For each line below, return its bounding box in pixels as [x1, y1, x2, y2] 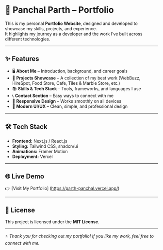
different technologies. [5, 36, 50, 42]
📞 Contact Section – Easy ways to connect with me [12, 93, 114, 98]
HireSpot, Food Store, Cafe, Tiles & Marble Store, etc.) [12, 80, 120, 86]
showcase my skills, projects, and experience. [5, 25, 97, 31]
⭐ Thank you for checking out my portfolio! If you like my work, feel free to [5, 233, 154, 239]
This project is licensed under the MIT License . [5, 219, 99, 225]
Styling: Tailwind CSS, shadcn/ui [12, 143, 79, 149]
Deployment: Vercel [12, 154, 53, 159]
